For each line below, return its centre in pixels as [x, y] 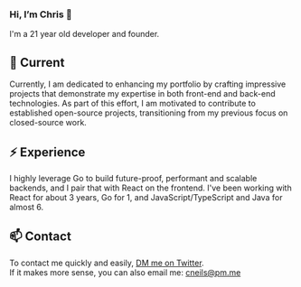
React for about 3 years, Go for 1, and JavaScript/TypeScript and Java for [146, 197]
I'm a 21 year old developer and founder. [85, 34]
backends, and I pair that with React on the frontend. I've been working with [150, 188]
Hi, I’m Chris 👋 [41, 14]
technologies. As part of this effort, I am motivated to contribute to [132, 104]
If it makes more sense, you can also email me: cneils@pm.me [125, 272]
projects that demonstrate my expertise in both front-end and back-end [142, 94]
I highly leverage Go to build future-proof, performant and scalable [133, 178]
